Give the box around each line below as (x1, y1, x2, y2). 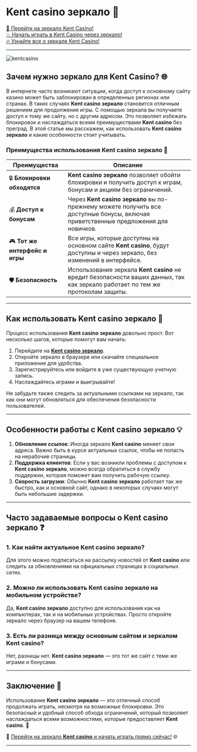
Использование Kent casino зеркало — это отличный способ (6, 696, 160, 704)
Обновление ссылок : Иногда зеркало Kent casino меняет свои (14, 440, 175, 447)
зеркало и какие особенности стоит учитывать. (6, 131, 127, 138)
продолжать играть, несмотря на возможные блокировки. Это (6, 703, 164, 710)
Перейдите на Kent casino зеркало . (14, 347, 105, 354)
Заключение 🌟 (6, 681, 62, 691)
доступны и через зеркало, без (67, 249, 157, 257)
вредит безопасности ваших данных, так (67, 273, 185, 281)
